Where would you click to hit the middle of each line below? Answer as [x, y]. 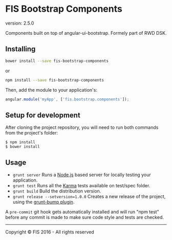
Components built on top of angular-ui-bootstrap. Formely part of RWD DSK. [86, 33]
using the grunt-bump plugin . [44, 202]
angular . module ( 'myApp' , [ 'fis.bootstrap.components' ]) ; [67, 99]
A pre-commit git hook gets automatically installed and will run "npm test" [82, 212]
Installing [20, 49]
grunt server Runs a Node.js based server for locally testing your [82, 175]
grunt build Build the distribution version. [57, 191]
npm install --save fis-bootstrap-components [55, 80]
